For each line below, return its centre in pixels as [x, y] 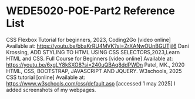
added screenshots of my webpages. [51, 90]
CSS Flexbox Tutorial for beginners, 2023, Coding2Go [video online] [89, 39]
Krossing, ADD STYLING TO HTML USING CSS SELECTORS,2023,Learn [93, 52]
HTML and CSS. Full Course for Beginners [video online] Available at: [90, 58]
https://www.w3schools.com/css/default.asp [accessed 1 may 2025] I [91, 83]
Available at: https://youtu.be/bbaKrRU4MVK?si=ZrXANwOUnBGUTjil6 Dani [97, 46]
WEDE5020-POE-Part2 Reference [90, 11]
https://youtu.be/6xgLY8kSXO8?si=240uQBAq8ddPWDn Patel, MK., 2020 [95, 65]
